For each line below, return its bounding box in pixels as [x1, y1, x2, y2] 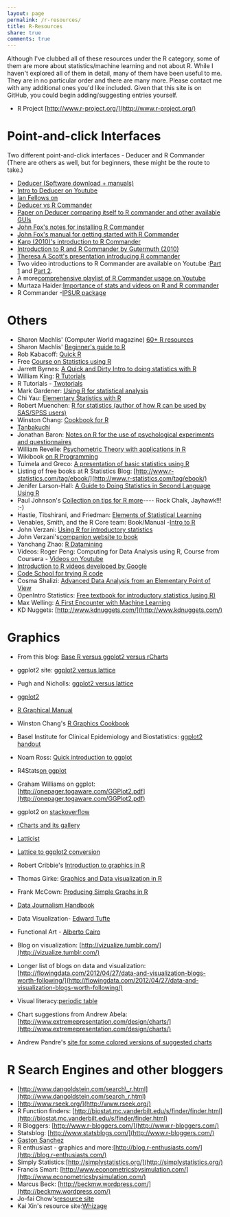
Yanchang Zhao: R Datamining [16, 540, 103, 548]
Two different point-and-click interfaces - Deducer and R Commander [7, 151, 205, 160]
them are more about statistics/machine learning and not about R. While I [7, 62, 214, 70]
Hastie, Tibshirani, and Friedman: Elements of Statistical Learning [16, 511, 202, 519]
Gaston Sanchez [16, 1136, 64, 1144]
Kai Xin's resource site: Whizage [16, 1201, 108, 1210]
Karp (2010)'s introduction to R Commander [16, 238, 141, 246]
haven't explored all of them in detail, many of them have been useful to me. [7, 69, 222, 78]
